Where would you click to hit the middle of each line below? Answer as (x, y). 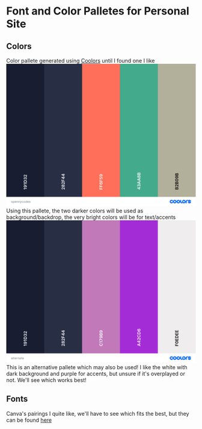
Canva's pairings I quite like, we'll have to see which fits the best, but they (98, 413)
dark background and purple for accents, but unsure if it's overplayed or (96, 373)
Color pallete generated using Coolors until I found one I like (81, 61)
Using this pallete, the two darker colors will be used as (75, 211)
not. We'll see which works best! (46, 380)
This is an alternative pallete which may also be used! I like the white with (97, 367)
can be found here (29, 420)
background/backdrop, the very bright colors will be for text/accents (91, 217)
